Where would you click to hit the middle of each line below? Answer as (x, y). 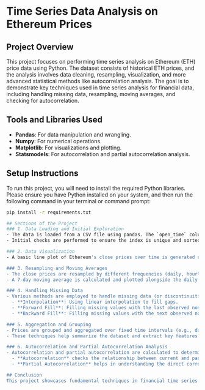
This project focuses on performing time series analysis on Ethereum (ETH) (101, 62)
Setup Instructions (42, 174)
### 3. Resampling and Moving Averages (57, 268)
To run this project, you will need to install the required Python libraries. (96, 188)
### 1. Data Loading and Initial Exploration (65, 229)
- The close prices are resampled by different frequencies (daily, (95, 274)
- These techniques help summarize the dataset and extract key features (102, 336)
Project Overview (40, 47)
